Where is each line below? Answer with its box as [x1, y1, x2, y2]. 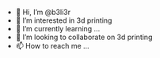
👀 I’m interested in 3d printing [15, 16, 112, 25]
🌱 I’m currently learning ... [15, 24, 101, 33]
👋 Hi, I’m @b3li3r [15, 8, 71, 16]
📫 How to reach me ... [15, 42, 90, 50]
